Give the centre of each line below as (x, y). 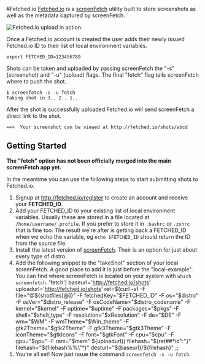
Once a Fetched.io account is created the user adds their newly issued (96, 39)
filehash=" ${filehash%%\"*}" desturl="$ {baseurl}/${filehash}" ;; (97, 347)
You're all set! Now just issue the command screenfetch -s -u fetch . (103, 354)
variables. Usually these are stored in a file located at (82, 217)
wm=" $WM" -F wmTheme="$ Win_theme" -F (72, 321)
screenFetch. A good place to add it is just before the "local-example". (104, 269)
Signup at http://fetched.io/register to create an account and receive (102, 197)
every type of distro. (41, 256)
